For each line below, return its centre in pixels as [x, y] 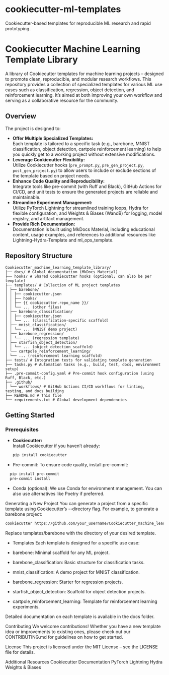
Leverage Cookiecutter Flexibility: [49, 159]
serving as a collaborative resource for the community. [62, 100]
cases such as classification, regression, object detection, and [70, 90]
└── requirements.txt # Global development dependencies [66, 400]
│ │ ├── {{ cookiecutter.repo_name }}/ [47, 303]
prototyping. [18, 28]
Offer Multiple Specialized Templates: [53, 138]
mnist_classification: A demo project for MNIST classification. [76, 572]
